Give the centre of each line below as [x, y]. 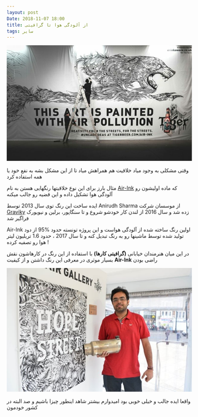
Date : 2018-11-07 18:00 [36, 19]
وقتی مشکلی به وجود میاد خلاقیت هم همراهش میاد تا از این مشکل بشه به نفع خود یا [98, 170]
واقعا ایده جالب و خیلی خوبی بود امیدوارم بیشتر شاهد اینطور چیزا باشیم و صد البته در [99, 401]
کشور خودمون [22, 407]
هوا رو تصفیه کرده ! [28, 242]
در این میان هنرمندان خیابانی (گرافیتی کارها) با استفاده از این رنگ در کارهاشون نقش [98, 254]
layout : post [23, 12]
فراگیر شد [18, 219]
